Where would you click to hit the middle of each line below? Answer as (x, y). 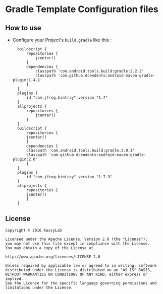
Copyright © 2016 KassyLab (34, 230)
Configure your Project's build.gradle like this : (62, 40)
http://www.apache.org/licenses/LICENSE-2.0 (53, 257)
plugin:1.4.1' (27, 80)
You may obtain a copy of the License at (49, 248)
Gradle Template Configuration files (82, 9)
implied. (14, 279)
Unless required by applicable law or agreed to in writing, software (81, 265)
